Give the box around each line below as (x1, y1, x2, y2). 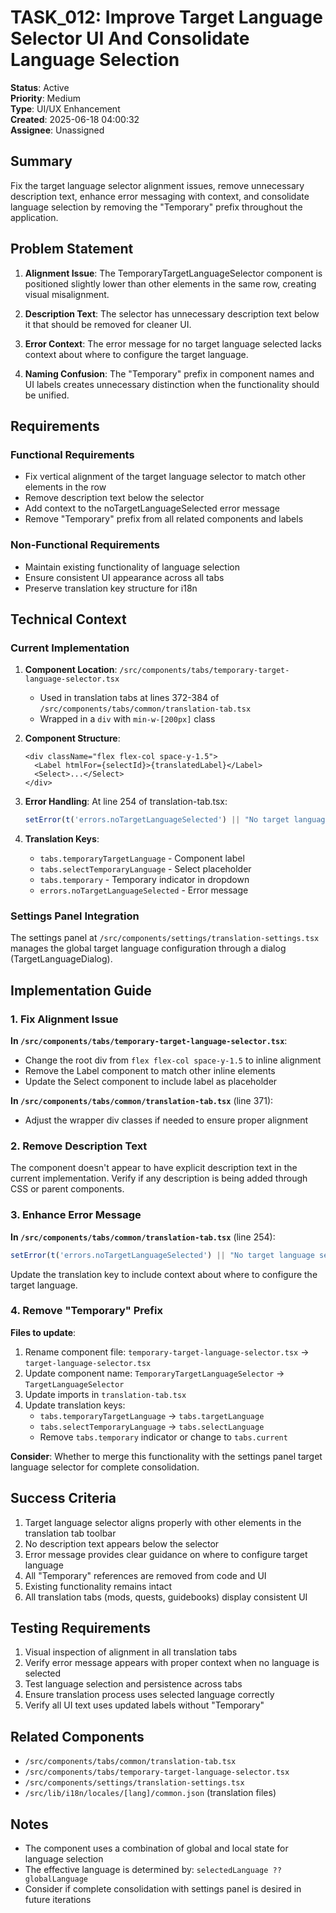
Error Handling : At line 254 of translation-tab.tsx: (24, 796, 228, 808)
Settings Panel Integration (10, 909, 140, 923)
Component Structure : (24, 732, 121, 745)
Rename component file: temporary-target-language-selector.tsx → (24, 1346, 310, 1358)
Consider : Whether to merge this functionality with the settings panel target (10, 1450, 323, 1462)
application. (10, 211, 59, 223)
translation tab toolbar (24, 1527, 117, 1539)
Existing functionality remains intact (24, 1580, 173, 1592)
